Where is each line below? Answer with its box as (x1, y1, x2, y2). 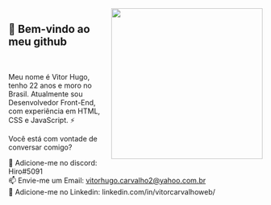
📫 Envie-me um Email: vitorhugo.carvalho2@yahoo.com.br (8, 175, 206, 185)
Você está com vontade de (8, 133, 98, 143)
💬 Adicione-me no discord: (8, 158, 98, 167)
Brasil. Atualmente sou (8, 88, 83, 99)
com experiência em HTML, (8, 106, 101, 116)
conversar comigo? (8, 142, 73, 152)
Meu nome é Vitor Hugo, (8, 72, 90, 81)
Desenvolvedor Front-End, (8, 97, 96, 107)
